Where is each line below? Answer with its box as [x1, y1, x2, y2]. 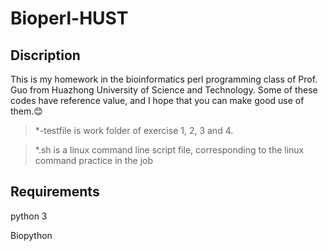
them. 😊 [10, 105, 43, 117]
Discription [10, 47, 81, 64]
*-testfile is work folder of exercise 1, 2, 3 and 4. [34, 125, 234, 136]
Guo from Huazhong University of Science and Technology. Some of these [10, 84, 318, 96]
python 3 [10, 210, 48, 222]
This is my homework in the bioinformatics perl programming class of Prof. [10, 73, 318, 85]
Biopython [10, 229, 53, 241]
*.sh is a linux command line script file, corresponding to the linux [34, 144, 305, 156]
